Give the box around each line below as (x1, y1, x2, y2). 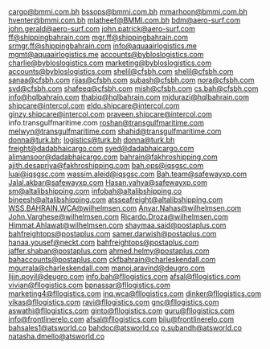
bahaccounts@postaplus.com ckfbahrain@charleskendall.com (8, 255, 216, 264)
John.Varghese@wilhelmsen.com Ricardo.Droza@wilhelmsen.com (8, 212, 229, 221)
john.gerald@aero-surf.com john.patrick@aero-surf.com (8, 24, 195, 33)
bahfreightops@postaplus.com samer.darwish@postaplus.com (8, 229, 217, 238)
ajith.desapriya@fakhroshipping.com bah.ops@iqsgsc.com (8, 161, 204, 170)
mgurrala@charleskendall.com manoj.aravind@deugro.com (8, 263, 206, 273)
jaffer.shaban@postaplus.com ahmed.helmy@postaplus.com (8, 246, 210, 256)
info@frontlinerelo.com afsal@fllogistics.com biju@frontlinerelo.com (8, 314, 235, 324)
